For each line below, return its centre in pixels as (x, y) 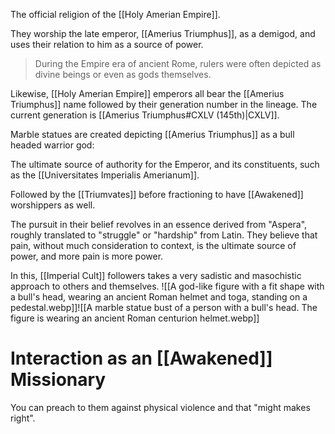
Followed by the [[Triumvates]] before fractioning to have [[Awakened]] (157, 194)
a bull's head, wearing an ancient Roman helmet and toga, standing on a (159, 297)
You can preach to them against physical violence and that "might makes (160, 407)
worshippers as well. (53, 205)
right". (23, 418)
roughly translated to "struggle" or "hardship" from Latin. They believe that (164, 235)
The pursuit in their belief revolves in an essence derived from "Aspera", (159, 224)
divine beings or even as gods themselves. (123, 74)
